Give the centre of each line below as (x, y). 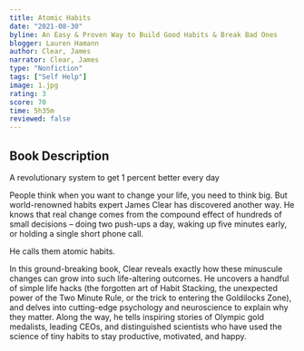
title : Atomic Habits (50, 18)
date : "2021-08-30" (46, 26)
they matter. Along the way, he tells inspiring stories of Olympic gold (137, 317)
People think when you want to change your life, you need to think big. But (148, 195)
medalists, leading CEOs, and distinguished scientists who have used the (146, 327)
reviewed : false (40, 119)
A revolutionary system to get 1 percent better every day (114, 177)
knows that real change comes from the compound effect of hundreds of (146, 214)
